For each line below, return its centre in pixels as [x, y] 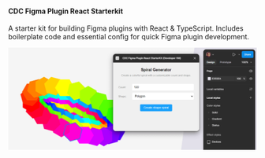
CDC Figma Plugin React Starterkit [66, 11]
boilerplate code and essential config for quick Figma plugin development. [129, 37]
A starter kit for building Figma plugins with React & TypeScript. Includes [126, 28]
